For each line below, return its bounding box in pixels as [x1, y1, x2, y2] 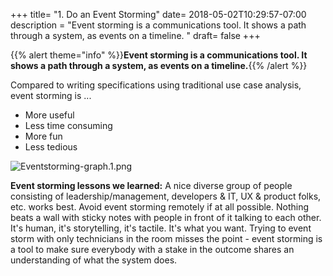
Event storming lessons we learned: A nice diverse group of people [10, 180, 293, 191]
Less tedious [24, 141, 78, 153]
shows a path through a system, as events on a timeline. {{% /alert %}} [10, 60, 308, 71]
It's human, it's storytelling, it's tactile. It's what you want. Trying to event [10, 222, 312, 234]
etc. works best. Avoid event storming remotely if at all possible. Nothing [10, 201, 310, 213]
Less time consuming [24, 120, 113, 131]
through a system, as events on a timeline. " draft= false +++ [10, 30, 261, 41]
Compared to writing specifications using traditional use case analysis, [10, 79, 302, 91]
